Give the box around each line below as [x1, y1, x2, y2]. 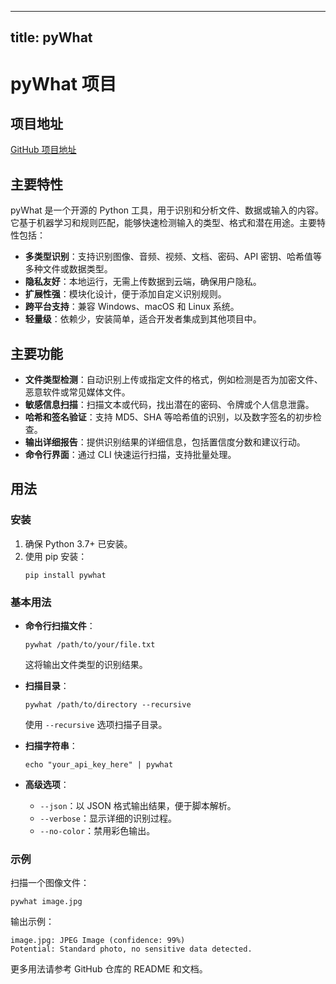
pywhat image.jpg [10, 897, 83, 907]
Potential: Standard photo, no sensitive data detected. [10, 944, 253, 955]
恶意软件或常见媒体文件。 [24, 386, 131, 398]
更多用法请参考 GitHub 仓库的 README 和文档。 [10, 963, 208, 975]
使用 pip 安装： [24, 550, 88, 562]
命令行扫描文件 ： [24, 620, 96, 631]
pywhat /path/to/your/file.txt [24, 640, 156, 650]
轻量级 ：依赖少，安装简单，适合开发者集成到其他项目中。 [24, 313, 262, 325]
